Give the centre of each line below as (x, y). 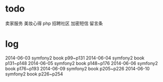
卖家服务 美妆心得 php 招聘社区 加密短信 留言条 (54, 23)
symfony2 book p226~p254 (34, 74)
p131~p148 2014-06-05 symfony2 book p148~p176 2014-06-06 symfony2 (81, 63)
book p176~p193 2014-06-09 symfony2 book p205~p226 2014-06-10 (77, 68)
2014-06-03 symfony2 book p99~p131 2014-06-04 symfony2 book (75, 58)
